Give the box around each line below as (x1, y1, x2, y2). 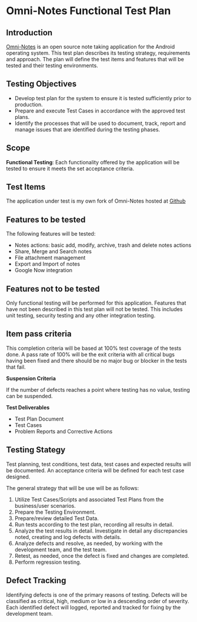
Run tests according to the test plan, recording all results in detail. (14, 521, 174, 528)
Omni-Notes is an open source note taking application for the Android (6, 43, 175, 50)
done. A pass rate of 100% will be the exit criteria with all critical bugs (6, 350, 175, 358)
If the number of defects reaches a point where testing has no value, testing (6, 386, 190, 393)
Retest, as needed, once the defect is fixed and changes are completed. (14, 552, 189, 559)
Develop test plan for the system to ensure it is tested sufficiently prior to (14, 94, 192, 101)
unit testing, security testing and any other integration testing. (6, 312, 156, 319)
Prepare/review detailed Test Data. (14, 514, 99, 522)
